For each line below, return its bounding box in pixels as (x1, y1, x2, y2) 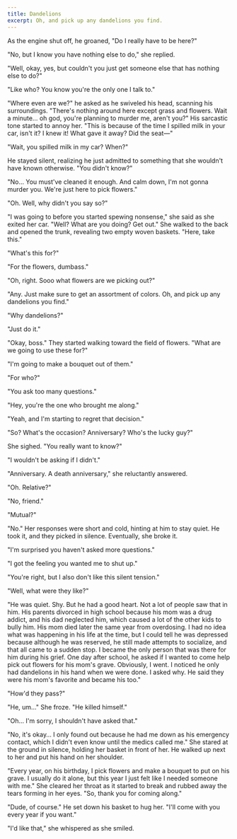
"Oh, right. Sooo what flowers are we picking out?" (7, 276, 156, 284)
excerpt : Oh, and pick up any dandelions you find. (7, 17, 163, 24)
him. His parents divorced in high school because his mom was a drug (7, 608, 212, 616)
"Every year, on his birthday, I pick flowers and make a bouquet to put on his (7, 766, 230, 775)
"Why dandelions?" (7, 311, 64, 319)
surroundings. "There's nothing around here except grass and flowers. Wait (7, 106, 228, 115)
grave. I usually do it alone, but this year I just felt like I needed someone (7, 774, 218, 782)
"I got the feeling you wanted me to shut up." (7, 559, 138, 567)
